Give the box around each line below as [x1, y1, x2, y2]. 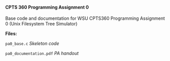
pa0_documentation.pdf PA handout [5, 50, 79, 56]
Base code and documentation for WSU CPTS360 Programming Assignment [5, 15, 165, 21]
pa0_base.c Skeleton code [5, 41, 59, 47]
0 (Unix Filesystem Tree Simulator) [5, 21, 78, 27]
